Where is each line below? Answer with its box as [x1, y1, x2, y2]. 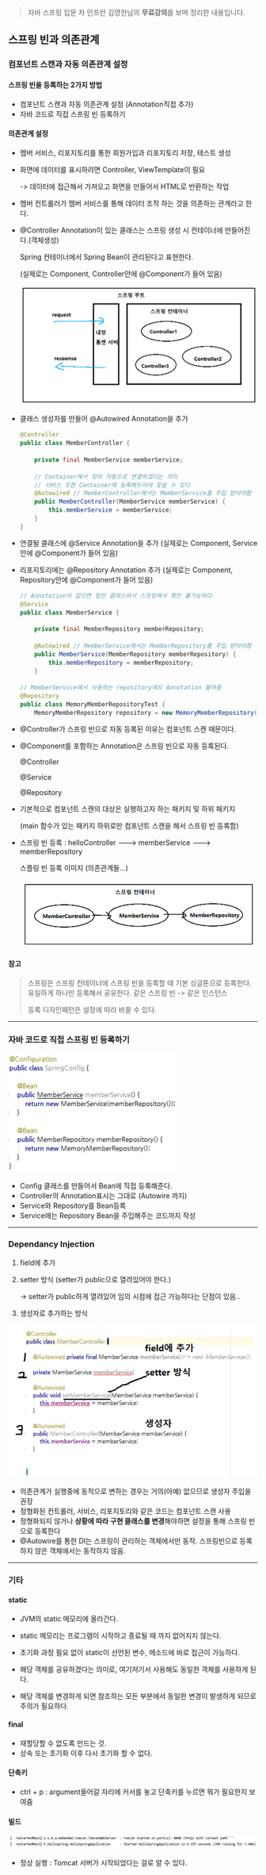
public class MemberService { [19, 609, 120, 617]
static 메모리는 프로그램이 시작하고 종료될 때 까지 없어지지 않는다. [19, 1631, 222, 1640]
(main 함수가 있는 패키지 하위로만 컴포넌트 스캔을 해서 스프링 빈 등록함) [19, 820, 239, 830]
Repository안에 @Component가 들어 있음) [19, 574, 154, 584]
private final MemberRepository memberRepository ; [34, 625, 205, 633]
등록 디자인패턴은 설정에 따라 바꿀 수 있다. [27, 1005, 157, 1015]
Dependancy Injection [8, 1239, 95, 1250]
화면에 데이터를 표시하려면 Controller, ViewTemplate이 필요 [19, 164, 206, 174]
